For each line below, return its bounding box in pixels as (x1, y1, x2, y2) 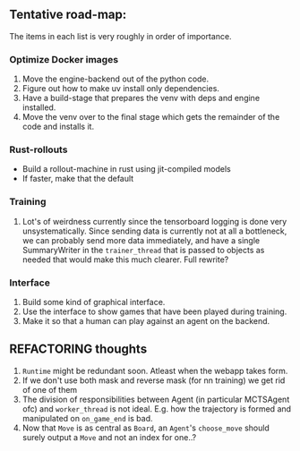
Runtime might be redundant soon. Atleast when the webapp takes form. (21, 365, 288, 376)
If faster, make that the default (21, 174, 134, 184)
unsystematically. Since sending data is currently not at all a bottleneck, (21, 225, 287, 236)
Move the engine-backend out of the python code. (21, 73, 210, 84)
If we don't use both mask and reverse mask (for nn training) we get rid (21, 375, 286, 386)
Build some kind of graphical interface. (21, 297, 166, 307)
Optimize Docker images (9, 53, 119, 65)
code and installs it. (21, 121, 95, 132)
